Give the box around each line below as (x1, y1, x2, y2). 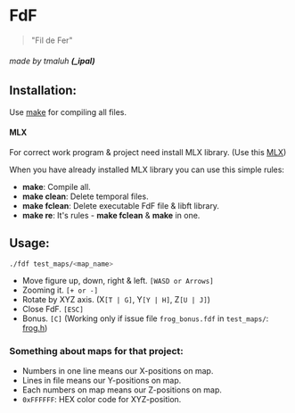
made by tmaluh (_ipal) (9, 55, 95, 66)
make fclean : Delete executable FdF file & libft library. (21, 200, 220, 211)
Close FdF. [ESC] (21, 304, 85, 315)
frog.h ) (21, 323, 48, 334)
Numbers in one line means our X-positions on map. (21, 365, 214, 376)
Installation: (9, 83, 78, 98)
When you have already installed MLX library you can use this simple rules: (9, 164, 285, 175)
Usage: (9, 235, 51, 251)
